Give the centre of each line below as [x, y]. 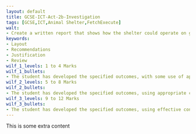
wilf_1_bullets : [26, 71]
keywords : [18, 39]
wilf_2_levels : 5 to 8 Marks [41, 83]
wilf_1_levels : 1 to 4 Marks [41, 66]
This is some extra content [38, 126]
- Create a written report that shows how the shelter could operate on [96, 33]
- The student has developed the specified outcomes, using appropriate [96, 93]
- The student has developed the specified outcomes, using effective [94, 109]
